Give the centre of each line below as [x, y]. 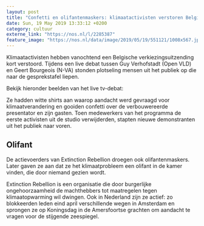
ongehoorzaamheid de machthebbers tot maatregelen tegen [82, 190]
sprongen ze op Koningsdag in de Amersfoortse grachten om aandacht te [98, 210]
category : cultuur [29, 29]
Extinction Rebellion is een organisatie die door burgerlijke [79, 184]
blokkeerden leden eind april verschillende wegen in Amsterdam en [90, 203]
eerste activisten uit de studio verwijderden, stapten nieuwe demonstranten [101, 119]
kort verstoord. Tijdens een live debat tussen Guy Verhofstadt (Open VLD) [99, 64]
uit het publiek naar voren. [39, 126]
